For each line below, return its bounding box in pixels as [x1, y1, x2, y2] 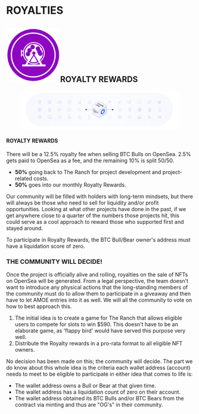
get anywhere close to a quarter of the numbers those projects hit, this [6, 212, 180, 219]
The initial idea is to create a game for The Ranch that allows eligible [14, 315, 183, 322]
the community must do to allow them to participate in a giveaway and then [6, 290, 191, 297]
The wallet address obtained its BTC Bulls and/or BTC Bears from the [14, 395, 184, 402]
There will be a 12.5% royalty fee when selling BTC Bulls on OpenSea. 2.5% [6, 150, 191, 157]
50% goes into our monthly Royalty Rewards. [14, 181, 126, 188]
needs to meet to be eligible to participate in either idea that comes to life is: [6, 370, 193, 378]
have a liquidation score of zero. [6, 242, 85, 249]
